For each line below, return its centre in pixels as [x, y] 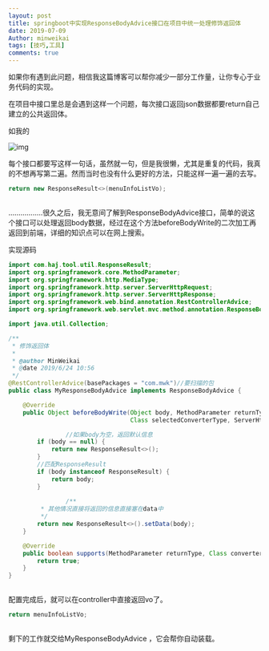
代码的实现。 [36, 87]
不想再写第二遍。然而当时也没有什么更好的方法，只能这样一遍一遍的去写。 [138, 174]
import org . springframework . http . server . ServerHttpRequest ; [111, 287]
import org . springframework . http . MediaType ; [84, 280]
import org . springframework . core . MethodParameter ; [94, 272]
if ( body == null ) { [71, 442]
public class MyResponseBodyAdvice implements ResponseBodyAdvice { [125, 390]
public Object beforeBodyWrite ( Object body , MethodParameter [126, 412]
